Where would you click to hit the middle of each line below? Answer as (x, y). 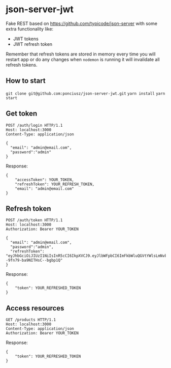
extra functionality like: (30, 29)
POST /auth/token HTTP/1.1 (34, 220)
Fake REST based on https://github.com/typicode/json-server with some (82, 23)
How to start (26, 81)
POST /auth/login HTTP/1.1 (34, 125)
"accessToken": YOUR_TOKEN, (44, 180)
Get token (22, 114)
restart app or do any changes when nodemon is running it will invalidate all (83, 59)
